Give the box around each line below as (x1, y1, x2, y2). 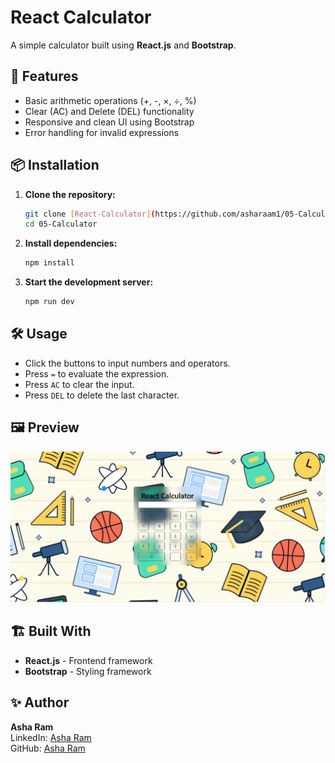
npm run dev (24, 297, 75, 307)
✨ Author (10, 694, 70, 711)
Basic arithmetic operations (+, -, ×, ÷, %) (24, 94, 197, 106)
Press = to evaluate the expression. (24, 367, 170, 380)
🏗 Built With (10, 623, 92, 640)
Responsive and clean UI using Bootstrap (24, 116, 195, 128)
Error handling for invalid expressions (24, 126, 180, 138)
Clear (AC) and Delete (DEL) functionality (24, 105, 195, 117)
